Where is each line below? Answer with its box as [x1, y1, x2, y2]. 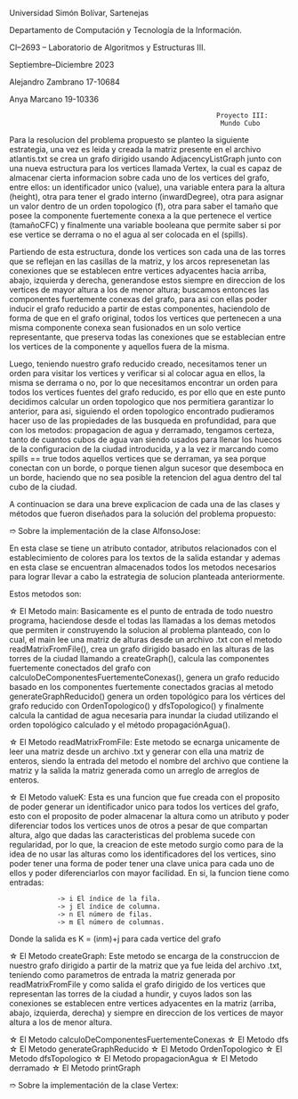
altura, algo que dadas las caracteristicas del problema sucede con [9, 830, 255, 841]
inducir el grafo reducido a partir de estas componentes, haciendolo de [9, 303, 270, 314]
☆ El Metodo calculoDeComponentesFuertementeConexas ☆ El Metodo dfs [9, 1034, 289, 1045]
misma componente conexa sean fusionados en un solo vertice [9, 323, 242, 332]
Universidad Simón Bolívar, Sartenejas [9, 8, 149, 18]
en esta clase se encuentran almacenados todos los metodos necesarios [9, 562, 277, 572]
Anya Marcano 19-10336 [9, 94, 100, 104]
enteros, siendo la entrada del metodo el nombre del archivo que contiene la [9, 756, 289, 766]
